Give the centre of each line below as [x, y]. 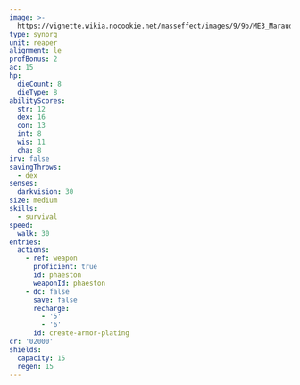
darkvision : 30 [46, 192]
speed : [21, 225]
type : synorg [33, 34]
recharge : [51, 308]
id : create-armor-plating [81, 333]
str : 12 [32, 109]
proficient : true [65, 267]
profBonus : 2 [33, 59]
